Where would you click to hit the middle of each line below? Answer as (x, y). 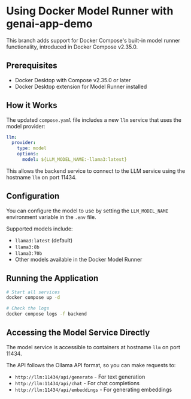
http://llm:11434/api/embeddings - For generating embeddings (93, 389)
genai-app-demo (49, 24)
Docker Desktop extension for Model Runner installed (81, 86)
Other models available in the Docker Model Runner (78, 259)
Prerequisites (32, 66)
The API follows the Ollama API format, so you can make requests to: (91, 365)
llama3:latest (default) (44, 240)
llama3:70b (28, 253)
